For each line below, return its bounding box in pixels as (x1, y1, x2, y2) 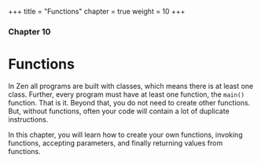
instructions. (8, 114, 49, 124)
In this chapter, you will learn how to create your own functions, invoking (8, 130, 243, 139)
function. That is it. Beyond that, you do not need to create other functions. (8, 98, 251, 107)
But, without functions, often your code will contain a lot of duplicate (8, 106, 230, 116)
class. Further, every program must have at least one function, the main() (8, 90, 245, 99)
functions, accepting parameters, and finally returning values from (8, 138, 223, 148)
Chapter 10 (8, 26, 51, 37)
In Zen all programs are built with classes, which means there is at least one (8, 81, 254, 90)
